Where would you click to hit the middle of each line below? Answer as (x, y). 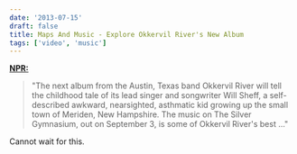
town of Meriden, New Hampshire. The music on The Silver (141, 114)
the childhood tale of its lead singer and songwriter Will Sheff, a (149, 95)
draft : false (34, 26)
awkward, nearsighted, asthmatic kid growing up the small (180, 105)
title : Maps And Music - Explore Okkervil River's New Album (127, 34)
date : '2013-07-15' (46, 18)
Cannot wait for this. (47, 141)
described (51, 105)
